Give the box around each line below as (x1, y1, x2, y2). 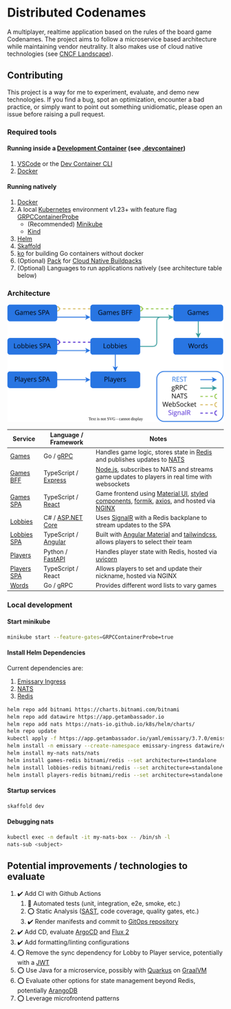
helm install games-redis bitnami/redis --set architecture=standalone (7, 757, 217, 763)
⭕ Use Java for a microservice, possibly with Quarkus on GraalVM (16, 966, 208, 975)
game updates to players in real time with (96, 472, 212, 481)
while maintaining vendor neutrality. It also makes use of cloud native (7, 42, 203, 50)
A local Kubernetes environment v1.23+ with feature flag (16, 206, 177, 214)
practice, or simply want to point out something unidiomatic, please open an (7, 102, 223, 111)
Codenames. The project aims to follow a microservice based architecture (7, 34, 217, 43)
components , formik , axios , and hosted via (96, 497, 216, 505)
